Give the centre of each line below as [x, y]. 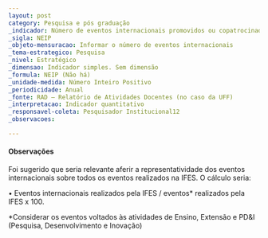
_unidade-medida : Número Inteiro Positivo [80, 82]
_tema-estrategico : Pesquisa [57, 53]
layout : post [30, 16]
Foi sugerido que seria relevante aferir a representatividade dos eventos [127, 170]
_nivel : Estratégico [43, 60]
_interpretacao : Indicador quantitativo [77, 104]
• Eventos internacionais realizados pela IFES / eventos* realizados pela [127, 193]
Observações [31, 151]
